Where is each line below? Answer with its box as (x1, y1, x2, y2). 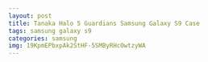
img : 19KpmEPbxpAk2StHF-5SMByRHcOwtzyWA (8, 42, 147, 50)
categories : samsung (8, 34, 78, 43)
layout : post (8, 11, 52, 20)
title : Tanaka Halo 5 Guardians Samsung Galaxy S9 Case (8, 19, 200, 27)
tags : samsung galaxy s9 (8, 27, 92, 35)
